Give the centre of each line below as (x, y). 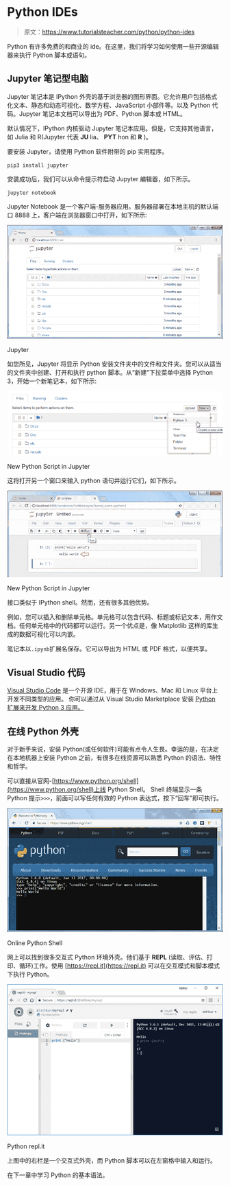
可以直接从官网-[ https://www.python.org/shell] (73, 780)
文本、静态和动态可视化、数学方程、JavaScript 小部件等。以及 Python (112, 105)
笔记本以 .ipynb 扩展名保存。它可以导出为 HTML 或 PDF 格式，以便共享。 (109, 649)
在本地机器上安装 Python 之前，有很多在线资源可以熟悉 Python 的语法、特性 (114, 757)
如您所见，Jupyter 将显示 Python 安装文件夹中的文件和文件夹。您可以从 (108, 364)
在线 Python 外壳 (43, 731)
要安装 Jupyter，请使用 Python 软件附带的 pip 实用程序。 (88, 151)
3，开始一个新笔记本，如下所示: (52, 381)
